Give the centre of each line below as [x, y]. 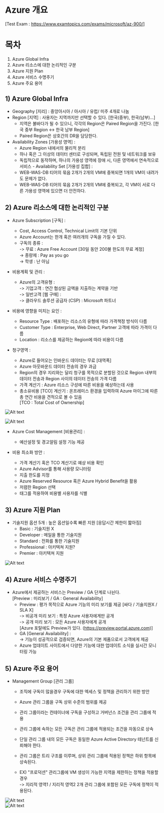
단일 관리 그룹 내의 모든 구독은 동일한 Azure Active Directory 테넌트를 [86, 739]
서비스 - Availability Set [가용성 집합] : [56, 166]
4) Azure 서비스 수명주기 [41, 580]
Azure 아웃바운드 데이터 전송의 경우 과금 [58, 366]
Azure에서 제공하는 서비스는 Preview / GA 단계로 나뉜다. [66, 593]
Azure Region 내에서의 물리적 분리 [52, 148]
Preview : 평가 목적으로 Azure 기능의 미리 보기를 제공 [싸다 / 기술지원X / [88, 605]
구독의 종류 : [31, 243]
